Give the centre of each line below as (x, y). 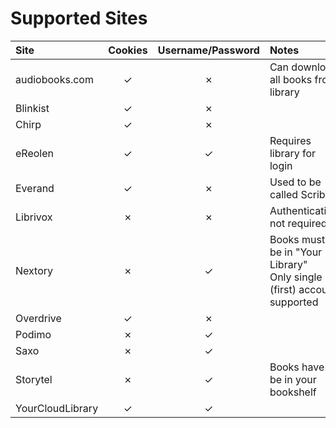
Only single (296, 277)
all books (291, 79)
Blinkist (32, 108)
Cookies (128, 50)
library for (293, 153)
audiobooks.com (54, 79)
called (284, 194)
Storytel (34, 379)
